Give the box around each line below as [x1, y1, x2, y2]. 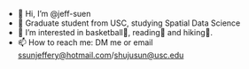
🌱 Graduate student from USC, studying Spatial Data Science [17, 18, 241, 28]
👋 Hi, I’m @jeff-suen [17, 9, 91, 19]
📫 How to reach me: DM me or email [17, 37, 153, 48]
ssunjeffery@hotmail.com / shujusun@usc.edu [17, 50, 184, 60]
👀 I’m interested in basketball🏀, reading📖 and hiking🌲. [17, 27, 213, 37]
